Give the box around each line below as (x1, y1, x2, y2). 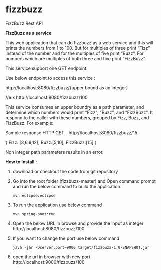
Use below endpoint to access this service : (5, 75, 96, 81)
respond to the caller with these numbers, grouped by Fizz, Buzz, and (5, 114, 149, 121)
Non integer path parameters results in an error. (5, 149, 104, 155)
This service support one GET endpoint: (5, 65, 88, 71)
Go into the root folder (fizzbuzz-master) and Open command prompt (12, 178, 156, 184)
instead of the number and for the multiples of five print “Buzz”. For (5, 50, 144, 56)
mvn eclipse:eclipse (12, 193, 56, 198)
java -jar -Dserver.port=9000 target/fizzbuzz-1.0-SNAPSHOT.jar (12, 245, 150, 250)
